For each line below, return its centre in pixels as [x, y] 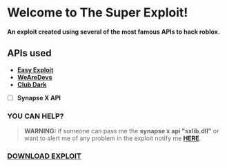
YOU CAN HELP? [36, 116]
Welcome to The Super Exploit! [98, 13]
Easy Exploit [35, 69]
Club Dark [32, 85]
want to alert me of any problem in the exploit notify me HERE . [112, 138]
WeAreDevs [35, 77]
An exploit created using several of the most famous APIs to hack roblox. [114, 32]
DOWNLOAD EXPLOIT [44, 156]
